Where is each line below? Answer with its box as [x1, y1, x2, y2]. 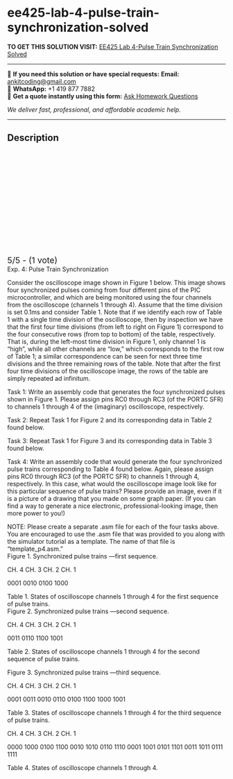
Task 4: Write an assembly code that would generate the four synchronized [7, 457, 223, 465]
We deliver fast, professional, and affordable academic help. [7, 105, 182, 114]
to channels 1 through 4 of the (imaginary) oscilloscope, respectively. [7, 402, 205, 411]
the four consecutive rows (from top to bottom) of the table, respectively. [7, 329, 216, 338]
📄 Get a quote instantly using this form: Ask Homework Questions [7, 92, 198, 100]
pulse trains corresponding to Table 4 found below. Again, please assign [7, 465, 214, 473]
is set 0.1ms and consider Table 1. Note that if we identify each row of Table [7, 307, 223, 316]
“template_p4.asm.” [7, 545, 64, 553]
